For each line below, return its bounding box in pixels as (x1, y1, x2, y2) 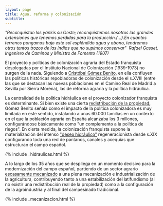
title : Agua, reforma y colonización (5, 12, 82, 17)
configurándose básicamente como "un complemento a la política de (5, 121, 144, 127)
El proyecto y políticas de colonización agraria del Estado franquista (5, 60, 142, 66)
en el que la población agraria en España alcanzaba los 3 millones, (5, 116, 139, 122)
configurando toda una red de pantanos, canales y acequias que (5, 137, 135, 143)
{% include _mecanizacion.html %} (5, 196, 75, 202)
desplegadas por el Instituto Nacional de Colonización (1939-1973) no (5, 65, 145, 71)
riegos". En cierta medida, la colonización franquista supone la (5, 126, 130, 132)
